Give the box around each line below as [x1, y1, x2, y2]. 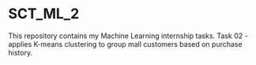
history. [8, 48, 33, 57]
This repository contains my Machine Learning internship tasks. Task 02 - [8, 31, 248, 40]
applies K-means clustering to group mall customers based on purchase [8, 39, 243, 48]
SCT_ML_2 [8, 5, 80, 23]
